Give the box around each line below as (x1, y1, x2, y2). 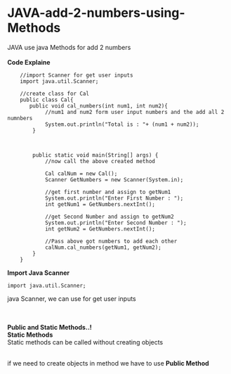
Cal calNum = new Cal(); (44, 170, 118, 177)
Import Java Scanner (7, 269, 70, 277)
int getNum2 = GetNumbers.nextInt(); (44, 225, 156, 233)
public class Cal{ (20, 96, 74, 103)
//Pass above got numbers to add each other (44, 238, 178, 245)
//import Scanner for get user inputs (20, 72, 133, 79)
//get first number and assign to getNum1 (44, 188, 171, 195)
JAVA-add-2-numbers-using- (7, 5, 185, 21)
